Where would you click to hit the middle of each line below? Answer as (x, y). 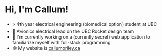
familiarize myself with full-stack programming (61, 42)
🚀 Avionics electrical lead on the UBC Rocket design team (73, 31)
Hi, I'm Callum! (37, 10)
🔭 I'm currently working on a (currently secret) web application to (81, 36)
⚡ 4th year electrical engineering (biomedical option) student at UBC (85, 24)
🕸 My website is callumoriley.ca (46, 48)
